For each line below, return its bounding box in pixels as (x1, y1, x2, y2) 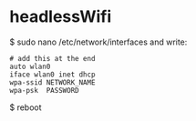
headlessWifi (9, 6, 112, 27)
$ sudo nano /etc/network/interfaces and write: (9, 36, 188, 47)
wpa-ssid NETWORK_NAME (9, 77, 96, 87)
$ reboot (9, 102, 43, 113)
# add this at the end (9, 54, 96, 63)
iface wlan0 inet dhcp (9, 70, 96, 79)
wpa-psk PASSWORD (9, 86, 79, 95)
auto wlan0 (9, 62, 51, 71)
